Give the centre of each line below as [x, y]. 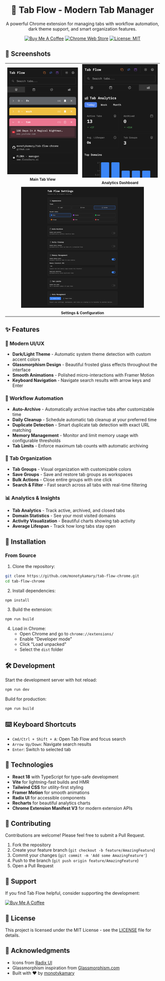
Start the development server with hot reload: [51, 680]
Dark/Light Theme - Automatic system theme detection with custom [82, 354]
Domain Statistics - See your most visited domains [64, 516]
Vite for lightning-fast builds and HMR [51, 782]
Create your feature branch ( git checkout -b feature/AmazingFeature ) [84, 850]
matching [22, 430]
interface [21, 370]
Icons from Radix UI [32, 962]
